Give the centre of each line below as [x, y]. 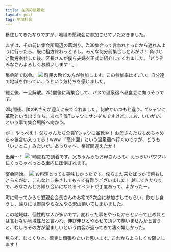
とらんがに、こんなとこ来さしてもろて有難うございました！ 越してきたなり [84, 180]
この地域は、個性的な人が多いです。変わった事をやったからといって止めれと [86, 215]
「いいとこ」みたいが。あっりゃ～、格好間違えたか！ [61, 146]
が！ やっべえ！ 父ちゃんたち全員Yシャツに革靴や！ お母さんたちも [76, 133]
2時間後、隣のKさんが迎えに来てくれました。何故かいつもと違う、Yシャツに [86, 109]
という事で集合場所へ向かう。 [36, 122]
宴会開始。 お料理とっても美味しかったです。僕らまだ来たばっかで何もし [85, 174]
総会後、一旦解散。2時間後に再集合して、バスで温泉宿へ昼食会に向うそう [82, 93]
